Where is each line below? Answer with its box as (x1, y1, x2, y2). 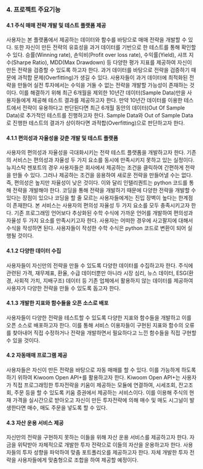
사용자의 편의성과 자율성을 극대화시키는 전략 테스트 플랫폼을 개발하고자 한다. (6, 149, 185, 156)
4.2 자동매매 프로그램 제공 (6, 352, 68, 359)
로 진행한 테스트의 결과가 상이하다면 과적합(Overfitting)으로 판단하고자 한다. (6, 119, 185, 126)
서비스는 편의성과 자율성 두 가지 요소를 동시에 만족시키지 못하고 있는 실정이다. (12, 156, 195, 164)
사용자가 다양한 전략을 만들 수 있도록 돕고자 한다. (6, 284, 121, 292)
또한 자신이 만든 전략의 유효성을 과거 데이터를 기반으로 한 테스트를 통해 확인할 (14, 44, 196, 51)
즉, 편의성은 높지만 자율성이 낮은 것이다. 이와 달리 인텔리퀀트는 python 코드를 (6, 179, 188, 186)
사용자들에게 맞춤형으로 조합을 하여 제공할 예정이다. (17, 456, 139, 464)
